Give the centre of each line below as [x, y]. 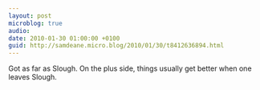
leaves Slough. [33, 77]
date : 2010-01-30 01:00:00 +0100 [64, 38]
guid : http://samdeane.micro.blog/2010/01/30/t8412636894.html [116, 46]
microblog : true [35, 23]
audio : [19, 31]
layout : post [30, 16]
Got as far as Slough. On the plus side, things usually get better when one [130, 68]
